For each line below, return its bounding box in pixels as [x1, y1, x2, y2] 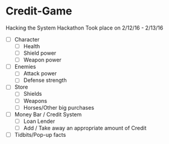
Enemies [14, 63, 36, 70]
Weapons [23, 97, 48, 104]
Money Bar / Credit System [14, 110, 82, 118]
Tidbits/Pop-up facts [14, 131, 66, 138]
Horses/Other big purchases [23, 104, 95, 111]
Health [23, 43, 40, 49]
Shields [23, 90, 42, 98]
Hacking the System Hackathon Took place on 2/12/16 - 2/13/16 [5, 24, 164, 31]
